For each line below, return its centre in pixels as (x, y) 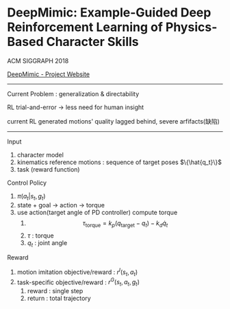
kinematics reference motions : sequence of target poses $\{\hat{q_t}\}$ (119, 162)
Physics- (191, 27)
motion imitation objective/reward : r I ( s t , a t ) (77, 272)
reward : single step (55, 291)
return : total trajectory (59, 298)
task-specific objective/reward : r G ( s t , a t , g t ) (78, 282)
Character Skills (92, 42)
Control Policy (27, 183)
